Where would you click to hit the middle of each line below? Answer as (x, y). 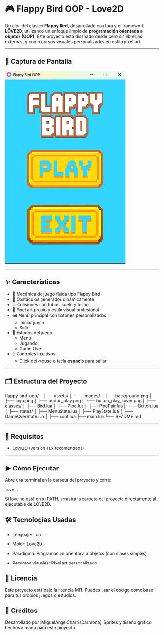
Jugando (28, 343)
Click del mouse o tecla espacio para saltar (63, 361)
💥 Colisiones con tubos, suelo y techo (51, 304)
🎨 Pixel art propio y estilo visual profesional (55, 310)
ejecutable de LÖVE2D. (28, 504)
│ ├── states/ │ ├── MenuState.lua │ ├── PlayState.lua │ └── (69, 411)
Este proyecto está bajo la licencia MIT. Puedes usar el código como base (79, 590)
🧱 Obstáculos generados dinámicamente (53, 299)
